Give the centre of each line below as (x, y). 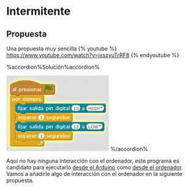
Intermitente (39, 11)
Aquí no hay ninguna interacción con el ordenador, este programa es (93, 161)
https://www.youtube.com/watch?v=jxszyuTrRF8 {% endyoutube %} (93, 55)
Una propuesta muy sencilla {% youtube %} (62, 48)
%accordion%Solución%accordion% (53, 67)
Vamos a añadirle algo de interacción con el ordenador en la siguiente (94, 174)
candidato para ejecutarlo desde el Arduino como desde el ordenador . (95, 167)
